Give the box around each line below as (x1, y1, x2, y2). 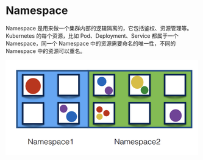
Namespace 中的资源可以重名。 (5, 47, 86, 55)
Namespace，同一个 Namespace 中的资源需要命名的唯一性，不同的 (5, 40, 176, 47)
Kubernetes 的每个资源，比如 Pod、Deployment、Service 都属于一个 (5, 32, 179, 40)
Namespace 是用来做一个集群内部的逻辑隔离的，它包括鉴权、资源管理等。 (5, 24, 193, 32)
